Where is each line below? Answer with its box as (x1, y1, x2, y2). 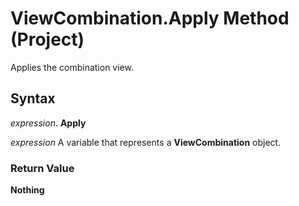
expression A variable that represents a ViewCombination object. (10, 136, 282, 148)
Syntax (10, 90, 56, 107)
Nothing (10, 184, 45, 196)
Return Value (10, 161, 75, 175)
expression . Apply (10, 117, 87, 129)
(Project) (10, 28, 85, 51)
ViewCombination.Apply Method (10, 7, 290, 30)
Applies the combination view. (10, 61, 134, 73)
